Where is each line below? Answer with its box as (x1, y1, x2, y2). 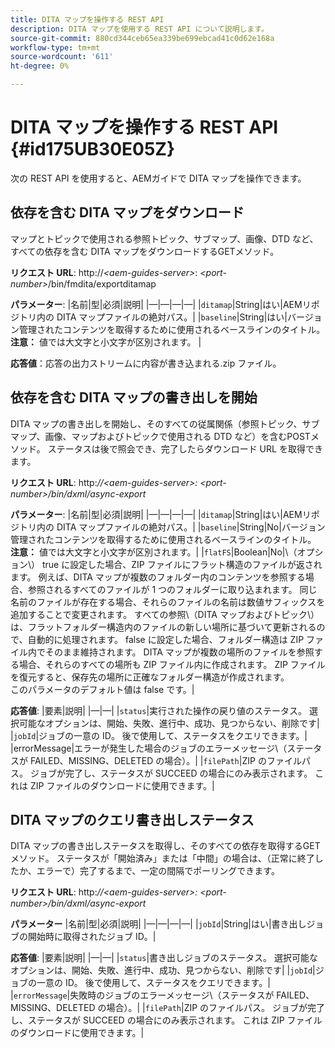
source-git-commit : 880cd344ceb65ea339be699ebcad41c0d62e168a (10, 33, 275, 43)
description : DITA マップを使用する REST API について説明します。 (10, 24, 269, 34)
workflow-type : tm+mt (10, 42, 101, 53)
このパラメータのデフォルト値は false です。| (10, 683, 195, 695)
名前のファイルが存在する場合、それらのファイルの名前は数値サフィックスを (10, 596, 326, 608)
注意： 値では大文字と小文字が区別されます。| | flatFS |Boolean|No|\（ (10, 546, 298, 558)
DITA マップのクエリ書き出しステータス (10, 811, 255, 828)
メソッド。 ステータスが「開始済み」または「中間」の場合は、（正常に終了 (10, 852, 315, 865)
